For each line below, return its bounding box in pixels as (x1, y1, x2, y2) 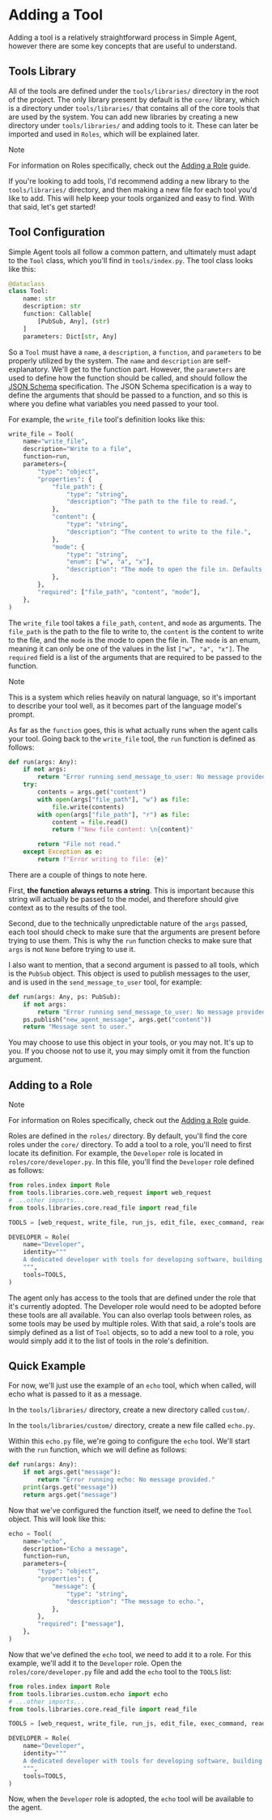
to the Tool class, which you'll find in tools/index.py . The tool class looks (8, 255, 253, 265)
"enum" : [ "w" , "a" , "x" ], (66, 558, 154, 566)
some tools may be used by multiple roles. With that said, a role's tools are (8, 1318, 257, 1329)
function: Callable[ (23, 310, 92, 318)
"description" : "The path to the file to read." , (66, 498, 237, 506)
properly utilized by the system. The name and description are (8, 355, 215, 365)
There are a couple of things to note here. (8, 870, 147, 879)
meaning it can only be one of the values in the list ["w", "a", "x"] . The (8, 644, 249, 653)
